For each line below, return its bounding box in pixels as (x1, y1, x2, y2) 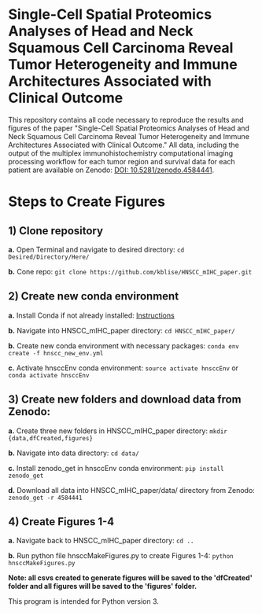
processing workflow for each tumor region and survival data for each (8, 156, 236, 166)
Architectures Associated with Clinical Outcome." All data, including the (8, 140, 240, 149)
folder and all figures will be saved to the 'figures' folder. (8, 582, 197, 591)
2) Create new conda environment (8, 289, 179, 303)
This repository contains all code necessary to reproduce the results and (8, 115, 244, 124)
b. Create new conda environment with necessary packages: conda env (8, 340, 240, 351)
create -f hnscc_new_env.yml (8, 349, 104, 357)
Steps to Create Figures (8, 193, 165, 211)
